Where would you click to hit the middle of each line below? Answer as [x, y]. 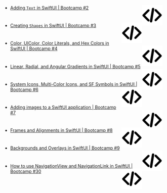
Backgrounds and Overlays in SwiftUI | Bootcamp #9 [65, 148]
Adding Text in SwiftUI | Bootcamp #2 [49, 8]
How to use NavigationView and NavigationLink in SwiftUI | [71, 166]
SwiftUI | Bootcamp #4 [34, 49]
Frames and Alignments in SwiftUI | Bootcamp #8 [61, 130]
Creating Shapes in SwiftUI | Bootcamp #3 [53, 26]
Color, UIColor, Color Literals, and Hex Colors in [60, 43]
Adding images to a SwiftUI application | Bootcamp [63, 107]
